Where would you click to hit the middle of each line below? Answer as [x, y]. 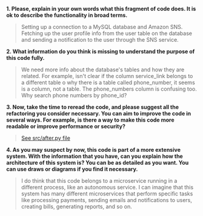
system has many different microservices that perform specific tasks [107, 194]
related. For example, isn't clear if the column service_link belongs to [107, 76]
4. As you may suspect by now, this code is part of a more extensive [93, 150]
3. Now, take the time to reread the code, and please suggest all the [93, 107]
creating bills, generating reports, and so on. [76, 206]
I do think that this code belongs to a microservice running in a [99, 181]
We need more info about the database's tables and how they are [103, 70]
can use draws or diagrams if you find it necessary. [72, 169]
